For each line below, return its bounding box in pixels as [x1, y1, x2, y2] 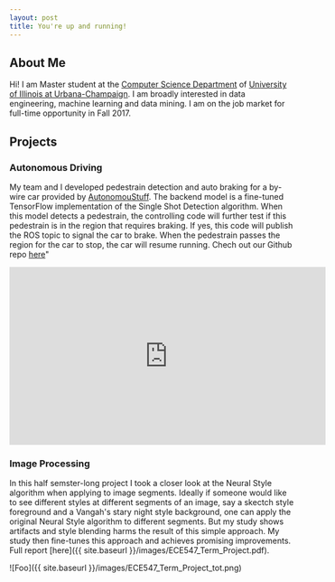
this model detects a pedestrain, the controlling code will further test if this [9, 211, 287, 221]
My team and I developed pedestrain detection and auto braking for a [9, 182, 268, 192]
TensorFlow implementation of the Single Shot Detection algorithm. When [9, 201, 283, 211]
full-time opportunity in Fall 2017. [9, 108, 131, 118]
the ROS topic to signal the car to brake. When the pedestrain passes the [9, 230, 281, 240]
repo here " [9, 249, 50, 259]
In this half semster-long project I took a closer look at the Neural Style [9, 478, 273, 489]
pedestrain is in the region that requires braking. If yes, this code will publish [9, 221, 293, 230]
